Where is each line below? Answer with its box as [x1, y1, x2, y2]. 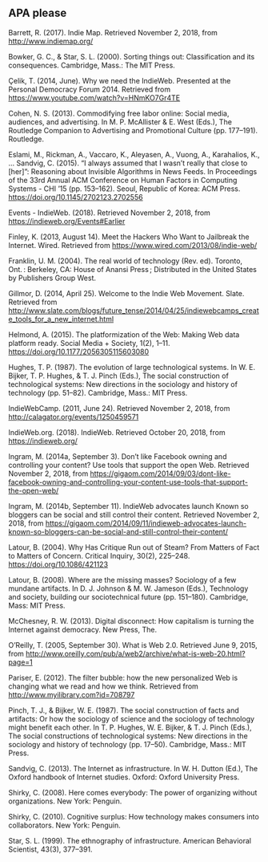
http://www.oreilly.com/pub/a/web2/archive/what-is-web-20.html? [25, 649, 246, 658]
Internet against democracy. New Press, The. [8, 624, 158, 634]
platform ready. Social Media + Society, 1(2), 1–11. [8, 338, 170, 348]
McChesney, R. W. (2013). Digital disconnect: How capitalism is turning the [8, 616, 254, 625]
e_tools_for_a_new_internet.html [8, 314, 114, 323]
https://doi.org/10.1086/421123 [8, 559, 109, 569]
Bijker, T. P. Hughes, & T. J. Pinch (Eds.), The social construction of [8, 371, 230, 380]
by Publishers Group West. [8, 273, 97, 283]
